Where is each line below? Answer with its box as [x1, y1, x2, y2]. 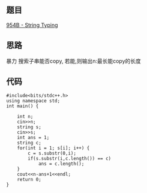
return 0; [17, 177, 42, 183]
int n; [17, 114, 34, 120]
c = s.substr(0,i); [28, 150, 77, 156]
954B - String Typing [6, 21, 58, 28]
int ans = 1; [17, 135, 50, 141]
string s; [17, 124, 42, 130]
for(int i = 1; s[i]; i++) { [17, 145, 90, 151]
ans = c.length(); [38, 161, 85, 167]
